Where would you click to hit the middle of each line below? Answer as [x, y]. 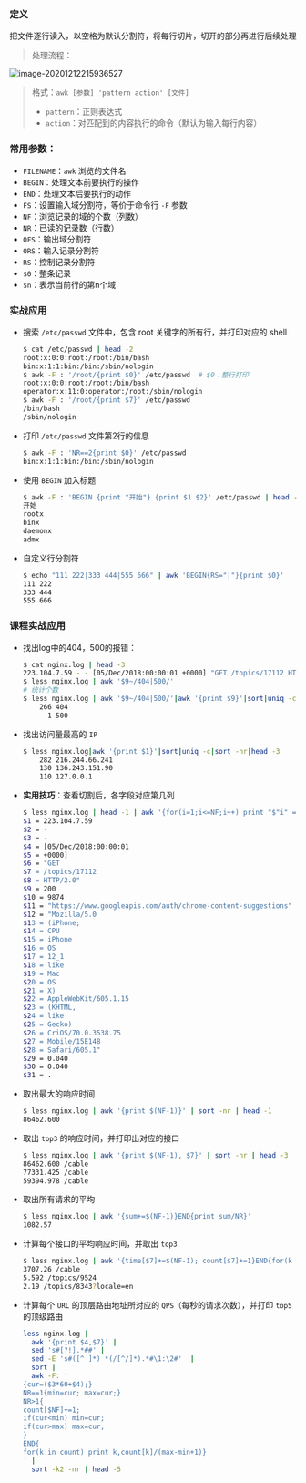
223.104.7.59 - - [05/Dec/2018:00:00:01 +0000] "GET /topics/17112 [153, 673]
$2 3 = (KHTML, [49, 1008]
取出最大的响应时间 [59, 1094]
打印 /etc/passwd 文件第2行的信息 [86, 436]
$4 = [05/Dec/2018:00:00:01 [76, 846]
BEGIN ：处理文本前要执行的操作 [81, 182]
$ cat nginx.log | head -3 [74, 664]
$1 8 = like [43, 965]
